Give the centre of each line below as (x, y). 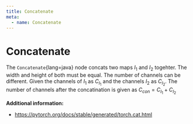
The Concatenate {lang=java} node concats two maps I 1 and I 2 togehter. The (96, 68)
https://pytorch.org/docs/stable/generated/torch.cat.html (83, 115)
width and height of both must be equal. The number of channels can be (94, 75)
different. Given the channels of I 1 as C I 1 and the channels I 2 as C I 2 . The (92, 82)
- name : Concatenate (36, 22)
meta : (13, 17)
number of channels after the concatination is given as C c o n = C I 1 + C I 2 (91, 91)
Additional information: (35, 104)
